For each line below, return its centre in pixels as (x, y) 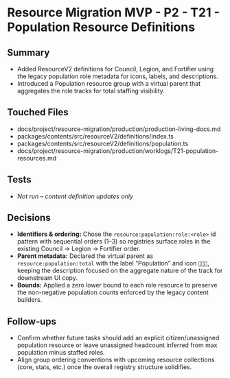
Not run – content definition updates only (75, 196)
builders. (30, 300)
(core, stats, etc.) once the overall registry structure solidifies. (104, 367)
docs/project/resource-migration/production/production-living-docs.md (119, 129)
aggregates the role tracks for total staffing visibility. (91, 91)
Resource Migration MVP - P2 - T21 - (113, 13)
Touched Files (38, 112)
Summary (28, 52)
